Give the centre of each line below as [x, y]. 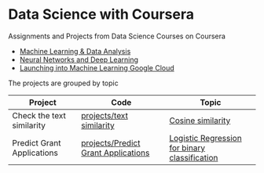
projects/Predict [111, 142]
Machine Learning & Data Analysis [75, 51]
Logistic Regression [205, 138]
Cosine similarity [200, 121]
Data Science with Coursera [101, 14]
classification [193, 157]
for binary [187, 148]
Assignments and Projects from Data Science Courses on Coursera [117, 36]
